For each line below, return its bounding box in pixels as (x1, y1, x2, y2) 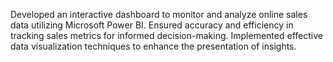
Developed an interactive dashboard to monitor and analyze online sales (10, 9, 308, 20)
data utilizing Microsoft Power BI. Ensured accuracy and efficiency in (10, 19, 294, 31)
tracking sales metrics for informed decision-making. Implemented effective (10, 30, 323, 41)
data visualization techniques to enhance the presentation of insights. (10, 40, 297, 52)
